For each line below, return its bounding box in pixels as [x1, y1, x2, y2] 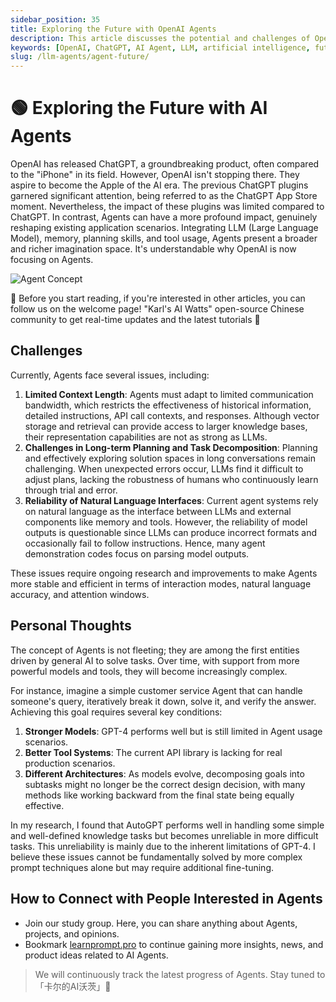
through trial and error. [24, 484, 118, 496]
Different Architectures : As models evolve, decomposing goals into [24, 767, 305, 780]
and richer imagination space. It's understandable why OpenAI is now [10, 243, 297, 255]
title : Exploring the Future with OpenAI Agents [10, 24, 217, 34]
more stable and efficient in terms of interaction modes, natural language [10, 577, 312, 590]
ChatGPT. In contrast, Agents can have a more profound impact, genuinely [10, 211, 318, 223]
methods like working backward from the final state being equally [24, 789, 295, 801]
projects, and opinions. [24, 927, 120, 940]
